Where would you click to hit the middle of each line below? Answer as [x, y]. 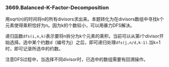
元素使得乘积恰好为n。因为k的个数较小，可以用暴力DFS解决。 [70, 25]
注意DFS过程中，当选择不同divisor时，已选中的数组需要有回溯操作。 [77, 59]
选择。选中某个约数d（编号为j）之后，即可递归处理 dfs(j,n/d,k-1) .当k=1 [85, 42]
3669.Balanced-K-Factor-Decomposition [57, 8]
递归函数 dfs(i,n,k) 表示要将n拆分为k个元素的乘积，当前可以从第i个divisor [82, 36]
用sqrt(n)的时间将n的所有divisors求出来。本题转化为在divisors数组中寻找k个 [84, 19]
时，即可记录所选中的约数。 [34, 49]
